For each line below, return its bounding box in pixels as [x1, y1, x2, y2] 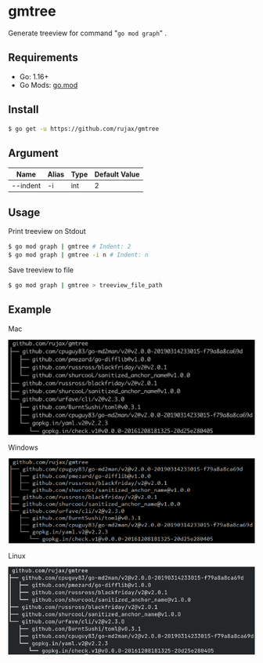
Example [8, 303, 52, 316]
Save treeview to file [8, 265, 74, 275]
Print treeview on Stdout [8, 227, 86, 236]
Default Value [94, 169, 140, 179]
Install [8, 103, 39, 116]
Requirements [8, 51, 78, 64]
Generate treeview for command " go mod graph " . [8, 28, 167, 38]
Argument [8, 146, 59, 159]
